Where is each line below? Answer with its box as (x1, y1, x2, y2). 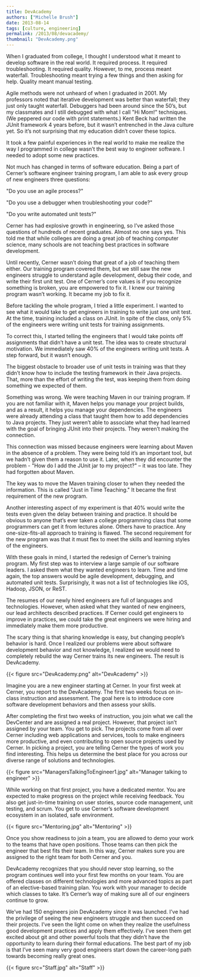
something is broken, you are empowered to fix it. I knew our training (6, 284, 175, 291)
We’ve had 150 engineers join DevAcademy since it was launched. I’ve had (6, 909, 189, 915)
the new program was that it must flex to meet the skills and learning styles (6, 536, 190, 542)
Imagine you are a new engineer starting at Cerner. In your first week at (6, 682, 182, 689)
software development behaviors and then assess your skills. (6, 701, 156, 708)
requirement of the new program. (6, 492, 87, 500)
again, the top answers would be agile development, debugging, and (6, 573, 174, 579)
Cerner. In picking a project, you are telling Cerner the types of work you (6, 744, 184, 751)
